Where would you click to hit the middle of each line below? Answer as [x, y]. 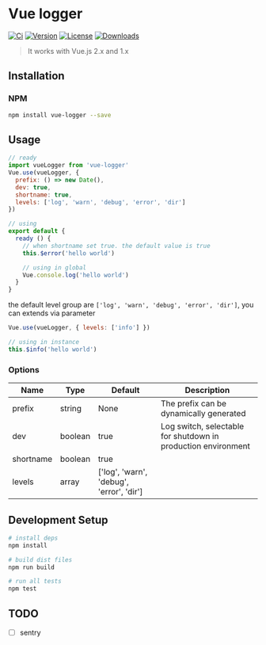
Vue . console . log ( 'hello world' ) [76, 275]
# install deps [33, 538]
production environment [206, 446]
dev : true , [33, 187]
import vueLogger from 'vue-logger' [68, 166]
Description [207, 391]
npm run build [32, 567]
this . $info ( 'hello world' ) [53, 349]
